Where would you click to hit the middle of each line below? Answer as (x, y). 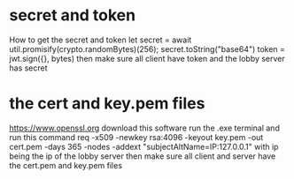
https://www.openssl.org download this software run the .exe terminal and (145, 128)
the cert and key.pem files (107, 104)
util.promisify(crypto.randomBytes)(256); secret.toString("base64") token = (147, 48)
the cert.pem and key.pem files (66, 165)
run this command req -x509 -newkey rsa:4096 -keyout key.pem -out (136, 137)
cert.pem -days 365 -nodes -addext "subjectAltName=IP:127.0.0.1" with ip (144, 146)
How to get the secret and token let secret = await (101, 40)
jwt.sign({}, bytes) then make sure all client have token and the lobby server (147, 58)
